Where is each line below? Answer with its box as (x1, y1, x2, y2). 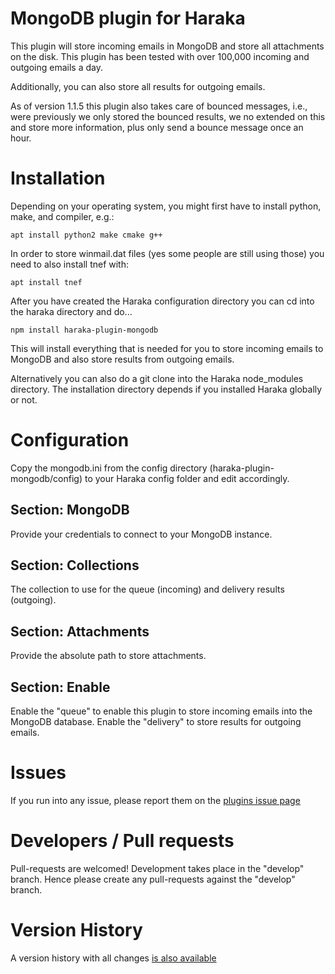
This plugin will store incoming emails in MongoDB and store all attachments (10, 40, 325, 52)
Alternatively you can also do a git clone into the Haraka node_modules (10, 372, 304, 384)
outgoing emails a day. (10, 61, 103, 73)
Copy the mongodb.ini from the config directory (10, 462, 208, 474)
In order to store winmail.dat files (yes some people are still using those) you (10, 247, 325, 259)
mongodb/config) (10, 472, 83, 484)
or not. (10, 393, 38, 406)
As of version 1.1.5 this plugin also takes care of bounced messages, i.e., (10, 100, 308, 112)
